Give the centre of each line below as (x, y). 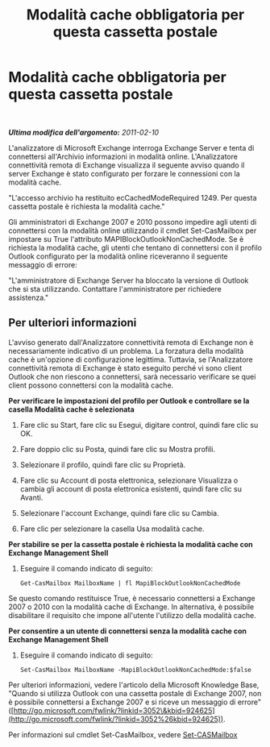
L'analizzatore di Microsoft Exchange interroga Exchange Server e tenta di (131, 147)
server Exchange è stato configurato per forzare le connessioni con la (124, 173)
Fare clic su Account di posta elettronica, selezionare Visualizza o (129, 480)
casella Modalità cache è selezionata (71, 409)
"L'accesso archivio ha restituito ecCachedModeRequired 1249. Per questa (133, 197)
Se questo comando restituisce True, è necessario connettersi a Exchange (132, 598)
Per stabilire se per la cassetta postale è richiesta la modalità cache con (131, 544)
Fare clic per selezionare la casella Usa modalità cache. (112, 529)
